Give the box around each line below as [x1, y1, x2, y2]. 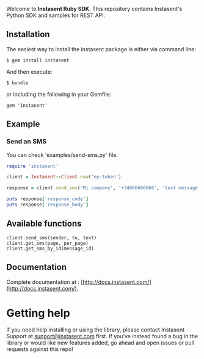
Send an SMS [6, 137, 47, 146]
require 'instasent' [6, 163, 59, 169]
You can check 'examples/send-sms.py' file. [6, 151, 118, 158]
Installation [6, 29, 50, 40]
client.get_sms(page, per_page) [6, 240, 89, 246]
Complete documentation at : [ [6, 278, 84, 286]
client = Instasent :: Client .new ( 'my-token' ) [6, 174, 122, 180]
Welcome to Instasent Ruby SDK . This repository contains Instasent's [6, 5, 183, 12]
